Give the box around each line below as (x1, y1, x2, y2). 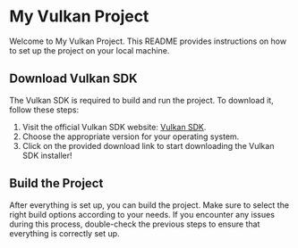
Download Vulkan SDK (9, 71, 138, 87)
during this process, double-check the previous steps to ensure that (9, 219, 260, 229)
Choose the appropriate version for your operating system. (21, 131, 240, 142)
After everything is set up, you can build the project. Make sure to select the (9, 199, 289, 211)
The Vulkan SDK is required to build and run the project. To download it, (9, 95, 275, 105)
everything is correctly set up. (9, 227, 120, 238)
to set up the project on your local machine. (9, 45, 170, 55)
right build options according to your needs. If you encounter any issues (9, 209, 276, 219)
